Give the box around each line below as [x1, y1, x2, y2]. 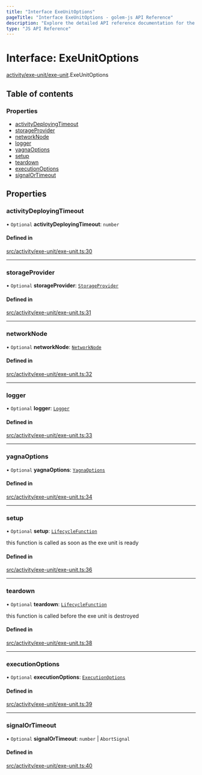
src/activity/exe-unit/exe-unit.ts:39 [6, 701, 93, 708]
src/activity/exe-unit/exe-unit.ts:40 [6, 762, 93, 769]
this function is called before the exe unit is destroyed [6, 612, 139, 619]
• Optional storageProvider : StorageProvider [6, 282, 119, 289]
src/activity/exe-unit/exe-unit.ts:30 [6, 248, 93, 255]
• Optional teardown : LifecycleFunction [6, 600, 107, 607]
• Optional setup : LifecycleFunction [6, 527, 97, 535]
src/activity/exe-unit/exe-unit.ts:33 [6, 432, 93, 439]
